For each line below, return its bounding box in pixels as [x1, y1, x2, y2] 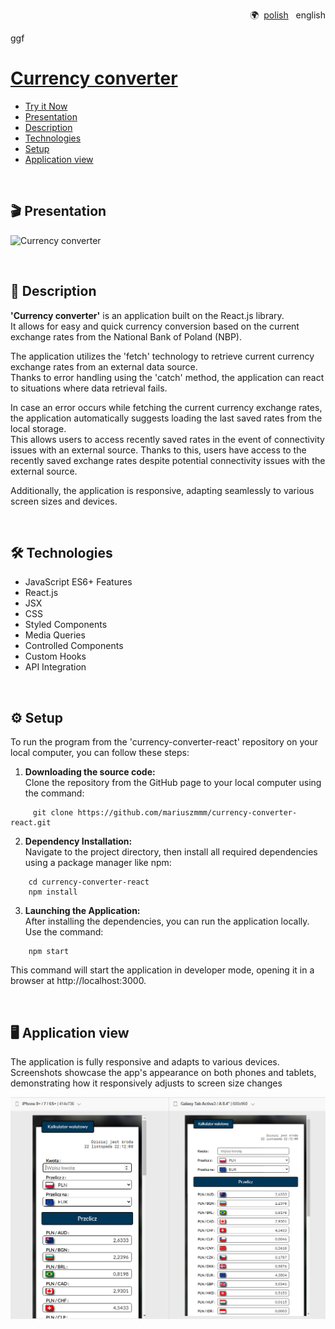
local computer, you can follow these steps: [10, 747, 190, 759]
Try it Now [24, 100, 68, 112]
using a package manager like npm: [24, 857, 172, 869]
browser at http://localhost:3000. [10, 975, 147, 987]
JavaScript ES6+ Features [24, 576, 133, 588]
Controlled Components [24, 640, 124, 652]
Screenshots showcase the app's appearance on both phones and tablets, [10, 1067, 317, 1078]
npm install [28, 887, 78, 898]
